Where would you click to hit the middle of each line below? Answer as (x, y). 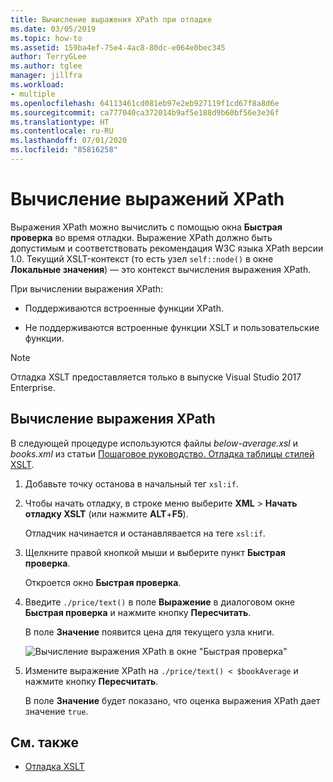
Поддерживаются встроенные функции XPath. (124, 308)
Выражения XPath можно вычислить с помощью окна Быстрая (146, 227)
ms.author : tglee (46, 66)
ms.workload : (37, 85)
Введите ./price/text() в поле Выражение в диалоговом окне (160, 602)
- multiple (33, 94)
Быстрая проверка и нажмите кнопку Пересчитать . (138, 612)
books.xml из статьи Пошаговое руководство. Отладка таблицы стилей (162, 453)
